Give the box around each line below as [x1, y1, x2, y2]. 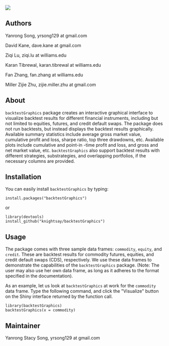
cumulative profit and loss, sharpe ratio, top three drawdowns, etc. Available [5, 137, 164, 143]
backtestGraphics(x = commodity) [5, 308, 76, 313]
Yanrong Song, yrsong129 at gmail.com [5, 32, 88, 38]
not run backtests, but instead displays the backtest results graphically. [5, 125, 154, 132]
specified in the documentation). [5, 273, 73, 279]
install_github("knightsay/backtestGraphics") [5, 219, 105, 224]
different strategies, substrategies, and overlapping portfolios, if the [5, 152, 146, 159]
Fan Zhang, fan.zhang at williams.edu [5, 71, 83, 78]
